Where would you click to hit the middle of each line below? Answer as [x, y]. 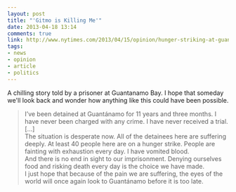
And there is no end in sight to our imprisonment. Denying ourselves [123, 158]
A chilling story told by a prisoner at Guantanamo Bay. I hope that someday [116, 93]
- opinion [22, 60]
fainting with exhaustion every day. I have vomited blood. [107, 151]
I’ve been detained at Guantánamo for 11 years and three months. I [120, 114]
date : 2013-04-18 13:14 [42, 27]
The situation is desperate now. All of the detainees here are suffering [125, 136]
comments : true [29, 33]
